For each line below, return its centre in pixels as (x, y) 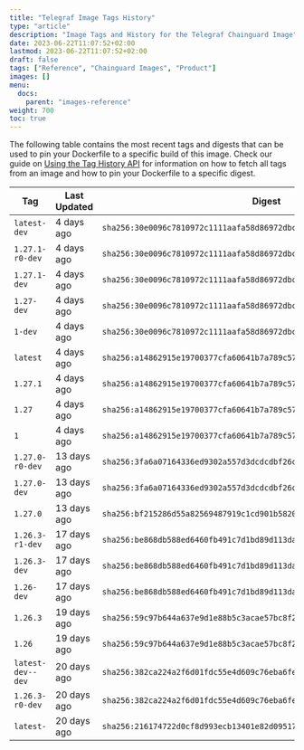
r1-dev (28, 545)
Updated (74, 207)
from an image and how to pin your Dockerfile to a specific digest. (133, 174)
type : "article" (40, 26)
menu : (19, 85)
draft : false (34, 60)
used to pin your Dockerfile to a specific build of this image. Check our (141, 154)
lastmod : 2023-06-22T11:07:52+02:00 (78, 52)
